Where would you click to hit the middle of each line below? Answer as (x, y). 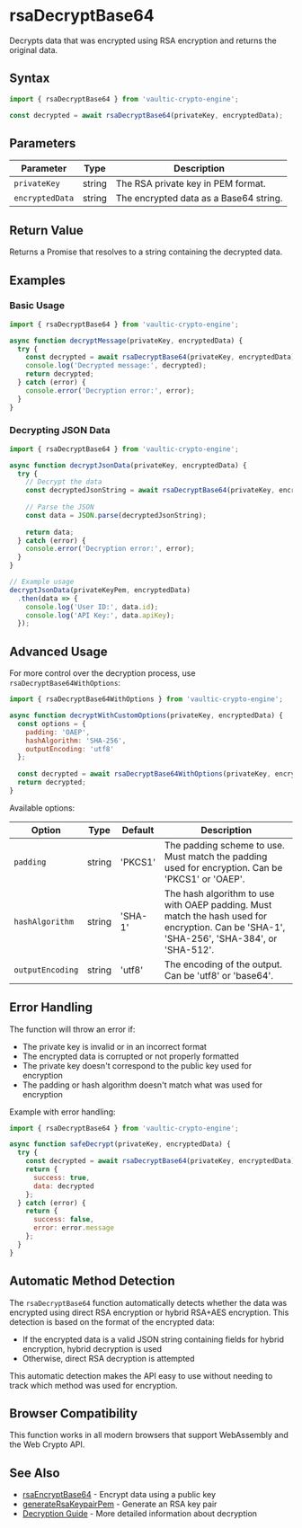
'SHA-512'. (190, 949)
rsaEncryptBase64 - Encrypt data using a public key (119, 1495)
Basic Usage (37, 306)
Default (138, 830)
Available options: (42, 808)
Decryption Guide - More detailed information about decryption (140, 1514)
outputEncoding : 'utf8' (70, 749)
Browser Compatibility (73, 1413)
